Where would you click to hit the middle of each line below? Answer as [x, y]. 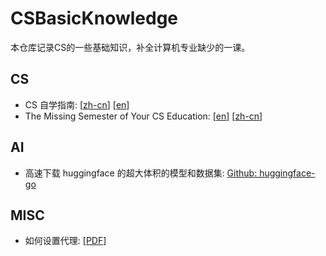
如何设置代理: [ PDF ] [65, 241]
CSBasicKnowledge [94, 18]
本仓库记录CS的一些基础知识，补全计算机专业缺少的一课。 [130, 47]
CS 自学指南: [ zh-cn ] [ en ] [77, 104]
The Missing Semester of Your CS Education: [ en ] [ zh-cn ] [143, 116]
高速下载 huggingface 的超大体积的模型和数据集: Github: [141, 173]
